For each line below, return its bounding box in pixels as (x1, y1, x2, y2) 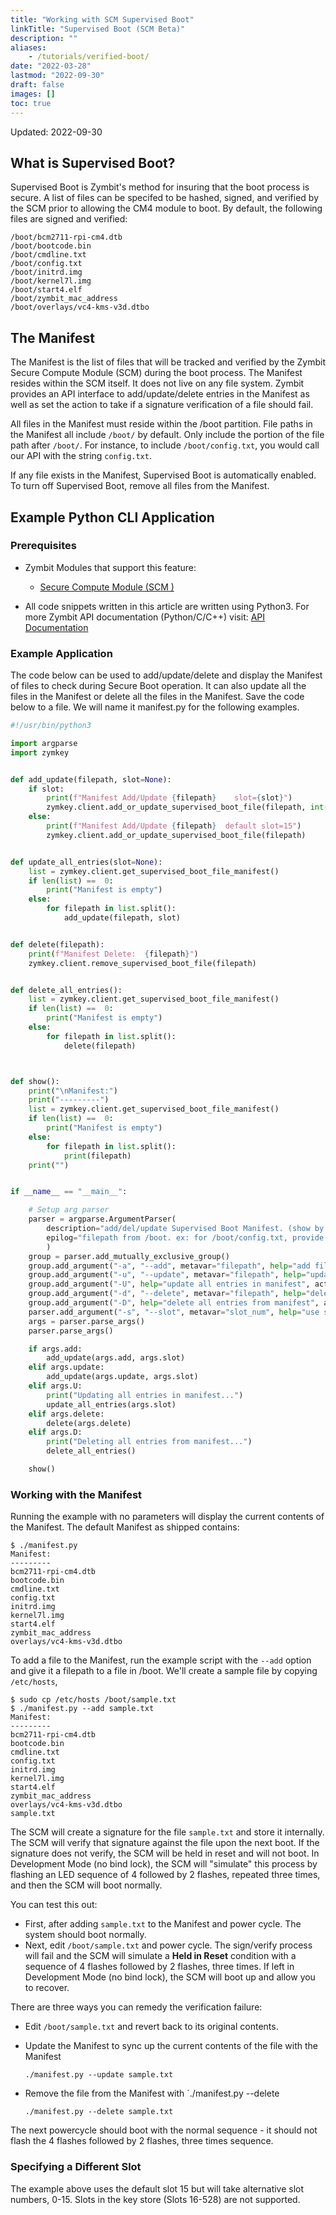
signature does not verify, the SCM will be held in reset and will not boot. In (10, 1847, 320, 1860)
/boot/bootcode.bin (10, 241, 92, 251)
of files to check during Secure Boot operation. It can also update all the (10, 680, 307, 692)
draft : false (10, 80, 65, 90)
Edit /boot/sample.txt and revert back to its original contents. (24, 2021, 279, 2033)
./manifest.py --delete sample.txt (24, 2107, 174, 2117)
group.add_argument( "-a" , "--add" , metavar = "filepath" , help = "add (28, 1261, 311, 1271)
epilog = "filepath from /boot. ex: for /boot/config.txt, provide (46, 1232, 325, 1243)
